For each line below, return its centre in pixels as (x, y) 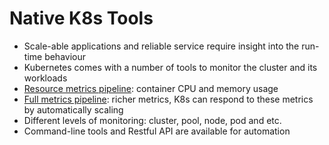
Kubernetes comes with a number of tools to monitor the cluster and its (170, 67)
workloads (45, 78)
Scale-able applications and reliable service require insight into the (161, 46)
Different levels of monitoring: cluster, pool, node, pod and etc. (152, 120)
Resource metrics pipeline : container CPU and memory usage (151, 88)
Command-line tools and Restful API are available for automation (157, 131)
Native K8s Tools (81, 18)
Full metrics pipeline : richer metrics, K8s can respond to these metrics (168, 99)
